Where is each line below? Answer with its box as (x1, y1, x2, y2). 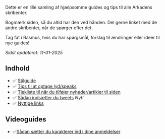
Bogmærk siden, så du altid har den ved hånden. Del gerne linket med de (5, 20, 157, 25)
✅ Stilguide (12, 78, 36, 84)
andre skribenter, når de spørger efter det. (5, 25, 93, 31)
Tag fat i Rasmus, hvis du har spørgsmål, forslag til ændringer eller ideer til (5, 35, 160, 40)
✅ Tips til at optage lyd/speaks (12, 83, 77, 89)
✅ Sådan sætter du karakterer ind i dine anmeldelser (12, 128, 121, 134)
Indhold (5, 64, 30, 73)
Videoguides (5, 115, 46, 124)
